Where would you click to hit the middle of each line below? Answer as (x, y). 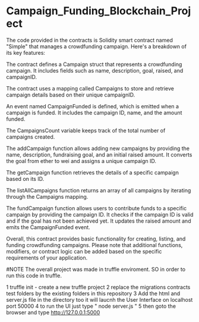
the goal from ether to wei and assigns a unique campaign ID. (81, 161)
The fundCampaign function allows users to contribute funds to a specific (97, 208)
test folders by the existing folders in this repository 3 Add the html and (93, 293)
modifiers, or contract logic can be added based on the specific (84, 251)
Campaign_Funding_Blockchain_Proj (99, 11)
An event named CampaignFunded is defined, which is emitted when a (93, 106)
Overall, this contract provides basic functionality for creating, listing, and (96, 239)
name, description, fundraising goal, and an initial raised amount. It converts (99, 154)
